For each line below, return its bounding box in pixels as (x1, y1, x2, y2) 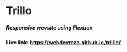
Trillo (6, 4, 32, 18)
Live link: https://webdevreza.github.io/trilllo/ (6, 39, 121, 46)
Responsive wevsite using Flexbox (6, 24, 93, 31)
